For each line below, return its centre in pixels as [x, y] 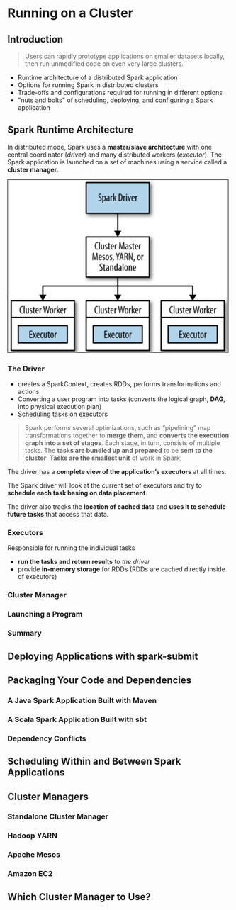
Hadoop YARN [33, 836]
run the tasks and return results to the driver [84, 562]
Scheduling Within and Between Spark [94, 762]
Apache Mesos [34, 855]
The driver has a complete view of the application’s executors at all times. [117, 472]
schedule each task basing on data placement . [77, 493]
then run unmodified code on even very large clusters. [104, 64]
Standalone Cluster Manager [58, 816]
